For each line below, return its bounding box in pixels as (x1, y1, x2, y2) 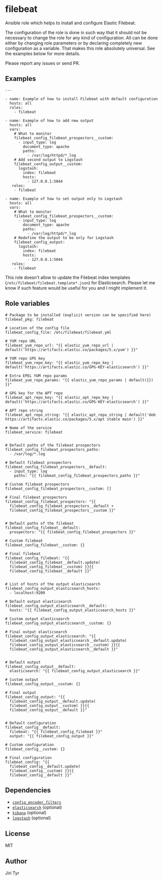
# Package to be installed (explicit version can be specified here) (5, 313, 152, 317)
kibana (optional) (12, 810, 47, 816)
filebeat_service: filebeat (5, 430, 63, 435)
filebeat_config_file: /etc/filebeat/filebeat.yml (5, 330, 112, 335)
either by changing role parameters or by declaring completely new (5, 40, 142, 46)
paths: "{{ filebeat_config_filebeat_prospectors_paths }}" (14, 473, 140, 478)
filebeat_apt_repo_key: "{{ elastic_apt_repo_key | (5, 395, 114, 400)
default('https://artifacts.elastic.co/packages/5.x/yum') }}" (5, 347, 138, 352)
